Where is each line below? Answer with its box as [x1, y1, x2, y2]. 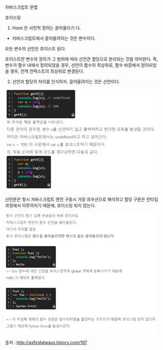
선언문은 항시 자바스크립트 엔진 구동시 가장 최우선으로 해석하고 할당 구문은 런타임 [5, 196, 159, 202]
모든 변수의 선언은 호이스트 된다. [5, 46, 67, 51]
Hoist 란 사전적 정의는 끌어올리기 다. [12, 25, 81, 31]
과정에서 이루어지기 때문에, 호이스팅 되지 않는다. [5, 202, 96, 208]
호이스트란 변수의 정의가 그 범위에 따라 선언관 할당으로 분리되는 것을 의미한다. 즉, [5, 56, 158, 62]
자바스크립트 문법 [5, 4, 38, 10]
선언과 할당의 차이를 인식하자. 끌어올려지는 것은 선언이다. [12, 79, 120, 84]
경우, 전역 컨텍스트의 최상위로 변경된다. [10, 68, 84, 74]
